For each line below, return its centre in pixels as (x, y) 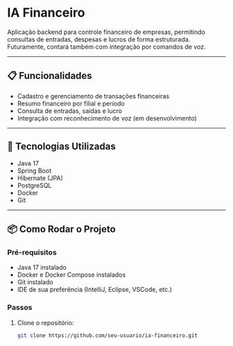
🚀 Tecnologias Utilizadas (61, 147)
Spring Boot (34, 171)
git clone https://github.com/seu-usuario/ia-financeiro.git (107, 335)
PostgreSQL (34, 185)
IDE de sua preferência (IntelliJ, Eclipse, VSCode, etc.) (94, 290)
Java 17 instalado (42, 268)
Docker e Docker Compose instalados (71, 275)
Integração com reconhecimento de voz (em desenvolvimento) (107, 118)
